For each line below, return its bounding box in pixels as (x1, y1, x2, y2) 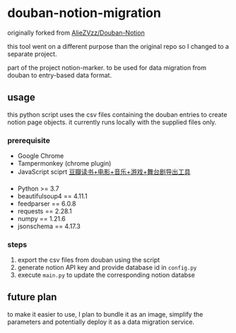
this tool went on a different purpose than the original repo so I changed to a (7, 42, 230, 50)
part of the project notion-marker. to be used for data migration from (7, 63, 207, 72)
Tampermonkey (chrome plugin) (17, 159, 112, 168)
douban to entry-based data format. (7, 71, 112, 79)
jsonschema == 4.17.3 (17, 222, 81, 230)
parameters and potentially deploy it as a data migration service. (7, 317, 195, 326)
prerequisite (7, 135, 51, 145)
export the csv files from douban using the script (17, 255, 160, 264)
